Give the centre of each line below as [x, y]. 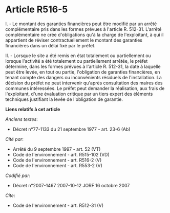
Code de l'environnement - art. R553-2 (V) [57, 165]
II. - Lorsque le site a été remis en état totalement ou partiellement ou [78, 56]
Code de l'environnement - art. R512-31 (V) [58, 205]
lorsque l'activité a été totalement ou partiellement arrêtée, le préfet [77, 61]
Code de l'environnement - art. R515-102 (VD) [61, 154]
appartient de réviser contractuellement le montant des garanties [74, 40]
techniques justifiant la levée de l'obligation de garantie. [64, 99]
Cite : [10, 195]
